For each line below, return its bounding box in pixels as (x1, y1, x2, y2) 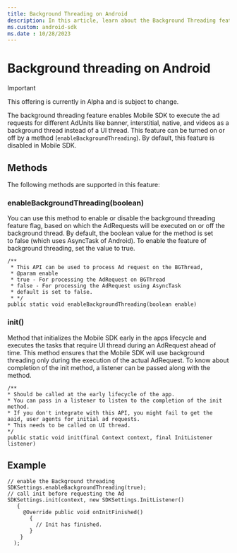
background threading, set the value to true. (7, 244, 135, 253)
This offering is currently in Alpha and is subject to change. (7, 97, 179, 106)
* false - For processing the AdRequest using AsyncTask (10, 283, 181, 290)
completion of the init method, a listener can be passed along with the (7, 363, 210, 371)
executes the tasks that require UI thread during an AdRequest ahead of (7, 340, 217, 350)
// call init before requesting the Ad (7, 490, 125, 498)
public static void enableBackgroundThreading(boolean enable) (7, 301, 197, 308)
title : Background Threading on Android (7, 10, 128, 18)
